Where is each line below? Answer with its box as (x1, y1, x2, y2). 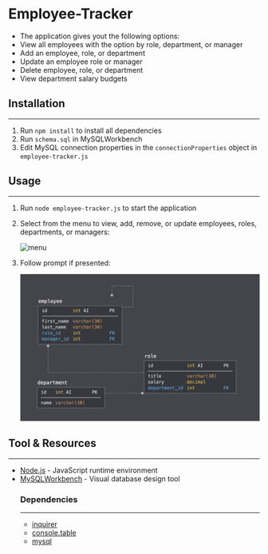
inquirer (31, 520, 57, 529)
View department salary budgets (19, 74, 128, 83)
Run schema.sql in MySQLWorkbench (19, 134, 143, 144)
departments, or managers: (19, 227, 110, 237)
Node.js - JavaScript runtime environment (19, 465, 158, 475)
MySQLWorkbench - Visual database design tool (19, 473, 181, 484)
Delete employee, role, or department (19, 65, 144, 74)
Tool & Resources (8, 436, 97, 450)
